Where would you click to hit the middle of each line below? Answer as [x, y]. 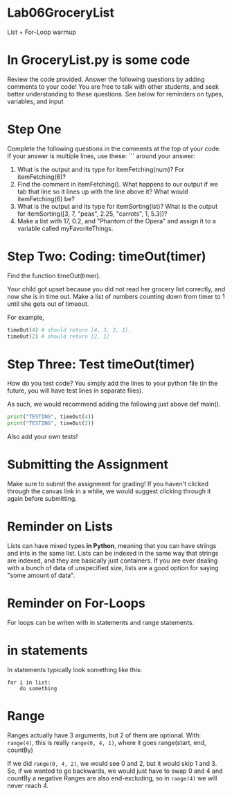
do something [38, 688]
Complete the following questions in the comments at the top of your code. [114, 148]
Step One [34, 129]
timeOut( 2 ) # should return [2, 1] [59, 336]
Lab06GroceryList [61, 13]
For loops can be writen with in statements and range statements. [101, 623]
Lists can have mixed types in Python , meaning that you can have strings [112, 546]
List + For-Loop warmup [42, 32]
